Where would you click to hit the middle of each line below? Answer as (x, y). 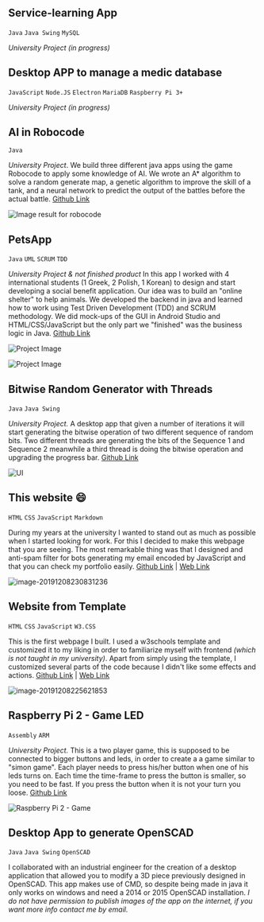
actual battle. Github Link (49, 199)
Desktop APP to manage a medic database (115, 73)
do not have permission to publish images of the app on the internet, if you (130, 901)
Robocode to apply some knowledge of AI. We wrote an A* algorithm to (124, 173)
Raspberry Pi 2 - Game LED (76, 716)
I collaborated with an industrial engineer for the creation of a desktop (122, 867)
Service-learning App (63, 13)
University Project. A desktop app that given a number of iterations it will (126, 424)
